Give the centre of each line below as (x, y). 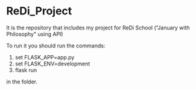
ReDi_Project (39, 11)
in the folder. (22, 82)
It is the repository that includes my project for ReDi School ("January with (98, 28)
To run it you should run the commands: (56, 46)
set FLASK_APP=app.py (45, 57)
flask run (26, 70)
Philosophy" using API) (35, 34)
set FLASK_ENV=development (52, 64)
